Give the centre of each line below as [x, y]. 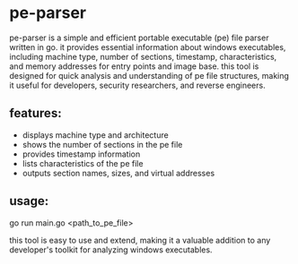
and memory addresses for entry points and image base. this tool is [134, 66]
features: [35, 113]
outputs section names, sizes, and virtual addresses [118, 173]
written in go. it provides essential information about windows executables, [148, 47]
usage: [29, 201]
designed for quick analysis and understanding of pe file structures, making [149, 75]
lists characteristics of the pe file [83, 163]
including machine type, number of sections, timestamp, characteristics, [143, 56]
